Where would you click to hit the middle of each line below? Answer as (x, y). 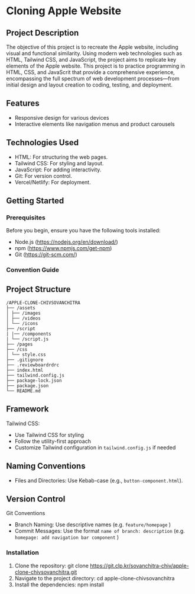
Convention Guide (32, 270)
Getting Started (35, 201)
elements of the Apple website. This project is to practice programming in (95, 66)
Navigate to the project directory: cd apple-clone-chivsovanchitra (95, 578)
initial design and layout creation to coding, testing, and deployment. (90, 85)
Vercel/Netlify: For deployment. (53, 182)
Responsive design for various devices (62, 117)
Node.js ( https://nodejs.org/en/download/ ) (66, 242)
